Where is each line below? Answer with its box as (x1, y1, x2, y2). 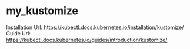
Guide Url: (6, 30, 31, 37)
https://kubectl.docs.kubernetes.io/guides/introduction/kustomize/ (6, 36, 168, 43)
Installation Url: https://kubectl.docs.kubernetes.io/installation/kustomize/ (6, 24, 184, 31)
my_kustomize (6, 4, 78, 18)
